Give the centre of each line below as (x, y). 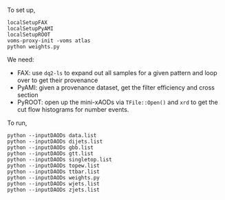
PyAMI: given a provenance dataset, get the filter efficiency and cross (116, 88)
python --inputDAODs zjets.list (53, 190)
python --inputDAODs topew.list (53, 166)
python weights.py (33, 47)
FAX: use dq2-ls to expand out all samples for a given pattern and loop (117, 73)
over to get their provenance (57, 80)
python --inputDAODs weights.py (53, 178)
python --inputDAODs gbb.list (51, 148)
